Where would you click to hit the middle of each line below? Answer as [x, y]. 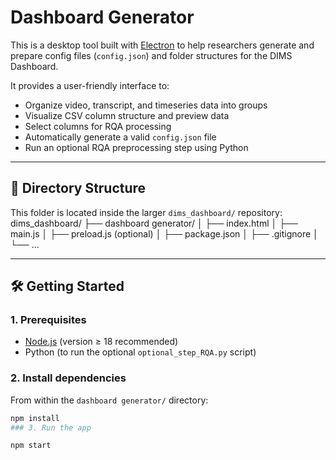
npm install [35, 418]
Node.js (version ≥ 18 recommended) [101, 342]
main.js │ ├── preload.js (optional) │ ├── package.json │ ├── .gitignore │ [164, 233]
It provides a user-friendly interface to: [90, 85]
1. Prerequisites [48, 320]
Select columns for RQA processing [98, 126]
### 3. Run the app [51, 427]
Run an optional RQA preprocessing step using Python [136, 147]
